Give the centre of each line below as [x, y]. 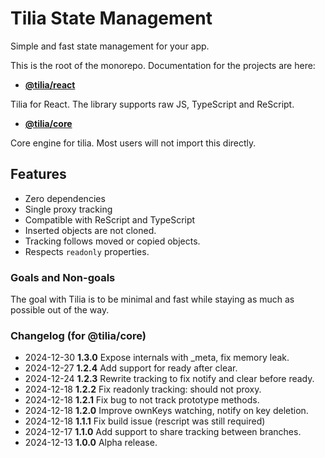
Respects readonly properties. [87, 251]
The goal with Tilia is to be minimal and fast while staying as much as [152, 299]
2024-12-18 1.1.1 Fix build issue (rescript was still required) [145, 421]
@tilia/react [50, 84]
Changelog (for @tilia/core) [78, 335]
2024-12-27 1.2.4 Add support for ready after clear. [131, 368]
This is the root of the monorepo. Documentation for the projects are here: [163, 65]
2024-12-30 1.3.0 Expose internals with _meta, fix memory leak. [157, 358]
